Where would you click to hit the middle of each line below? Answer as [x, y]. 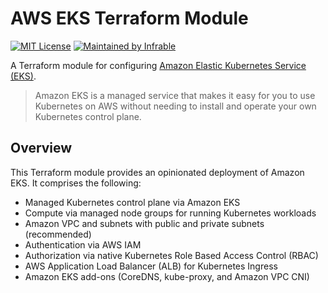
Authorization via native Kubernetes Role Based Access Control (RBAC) [171, 255]
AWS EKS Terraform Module [129, 18]
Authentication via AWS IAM [83, 244]
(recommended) [58, 234]
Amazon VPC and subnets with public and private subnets [144, 223]
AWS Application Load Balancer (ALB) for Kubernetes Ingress [151, 266]
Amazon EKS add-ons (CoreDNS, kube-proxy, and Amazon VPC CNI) [167, 276]
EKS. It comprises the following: [76, 183]
